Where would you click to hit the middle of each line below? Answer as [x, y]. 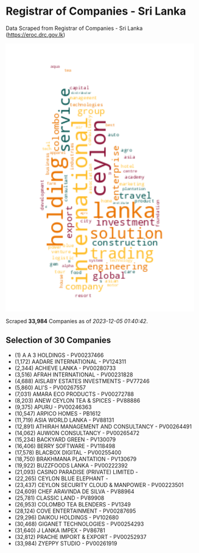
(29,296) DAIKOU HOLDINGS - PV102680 [67, 517]
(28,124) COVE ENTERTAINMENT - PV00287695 [75, 511]
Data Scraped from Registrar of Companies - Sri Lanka [74, 28]
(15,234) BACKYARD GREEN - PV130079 [65, 439]
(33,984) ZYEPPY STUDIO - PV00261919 [66, 543]
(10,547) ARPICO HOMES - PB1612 [58, 413]
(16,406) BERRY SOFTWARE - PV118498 [65, 446]
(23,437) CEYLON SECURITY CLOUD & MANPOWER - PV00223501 [99, 485]
